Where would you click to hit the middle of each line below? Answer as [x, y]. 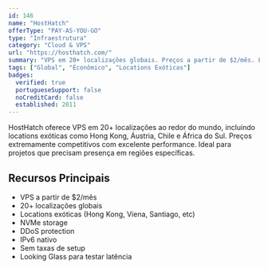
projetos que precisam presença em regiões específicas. [102, 153]
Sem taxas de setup [53, 247]
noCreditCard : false [49, 97]
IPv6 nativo [38, 239]
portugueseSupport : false [59, 90]
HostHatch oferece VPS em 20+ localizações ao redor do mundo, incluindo [132, 128]
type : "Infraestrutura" [48, 38]
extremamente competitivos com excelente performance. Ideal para [120, 144]
